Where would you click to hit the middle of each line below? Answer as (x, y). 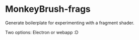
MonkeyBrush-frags (48, 9)
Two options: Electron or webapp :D (42, 32)
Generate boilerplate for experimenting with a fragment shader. (70, 23)
